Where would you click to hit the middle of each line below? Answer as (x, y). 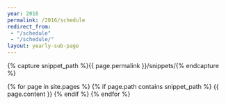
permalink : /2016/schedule (46, 20)
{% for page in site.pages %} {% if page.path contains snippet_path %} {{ (113, 87)
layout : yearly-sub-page (43, 46)
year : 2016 (23, 14)
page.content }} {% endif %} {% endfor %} (69, 94)
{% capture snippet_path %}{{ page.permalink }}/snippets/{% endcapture (113, 66)
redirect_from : (29, 26)
